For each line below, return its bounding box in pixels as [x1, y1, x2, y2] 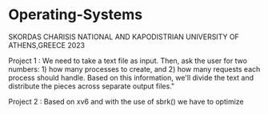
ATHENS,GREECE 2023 [8, 40, 86, 49]
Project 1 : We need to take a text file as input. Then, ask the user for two [8, 56, 248, 65]
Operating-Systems [8, 6, 143, 24]
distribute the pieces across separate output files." [8, 81, 175, 91]
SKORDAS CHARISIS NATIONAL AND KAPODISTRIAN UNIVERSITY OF [8, 32, 240, 41]
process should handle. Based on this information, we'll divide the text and [8, 73, 254, 82]
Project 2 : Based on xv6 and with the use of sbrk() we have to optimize [8, 96, 244, 106]
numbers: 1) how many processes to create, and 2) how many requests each [8, 64, 261, 73]
